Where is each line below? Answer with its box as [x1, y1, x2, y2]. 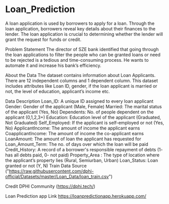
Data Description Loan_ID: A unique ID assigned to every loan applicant [5, 98, 154, 104]
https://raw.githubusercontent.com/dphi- [9, 168, 94, 174]
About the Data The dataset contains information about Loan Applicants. [5, 72, 156, 78]
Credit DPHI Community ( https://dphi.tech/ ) [5, 183, 96, 189]
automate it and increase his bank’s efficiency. [5, 62, 102, 68]
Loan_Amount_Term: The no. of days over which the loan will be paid [5, 141, 148, 147]
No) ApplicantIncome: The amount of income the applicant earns [5, 125, 140, 131]
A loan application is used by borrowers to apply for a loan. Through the [5, 20, 155, 26]
